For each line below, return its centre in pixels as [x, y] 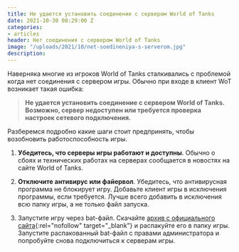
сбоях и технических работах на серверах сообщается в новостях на [123, 160]
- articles [23, 34]
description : [27, 54]
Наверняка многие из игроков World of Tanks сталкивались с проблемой [119, 73]
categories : [25, 27]
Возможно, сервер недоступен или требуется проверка [113, 110]
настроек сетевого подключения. [78, 117]
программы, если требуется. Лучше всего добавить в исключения [119, 197]
